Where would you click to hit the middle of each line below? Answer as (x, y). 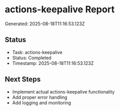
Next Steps (23, 79)
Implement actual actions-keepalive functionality (63, 91)
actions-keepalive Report (60, 10)
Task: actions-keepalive (37, 52)
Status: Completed (32, 58)
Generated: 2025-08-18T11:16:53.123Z (45, 24)
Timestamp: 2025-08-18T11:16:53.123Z (53, 63)
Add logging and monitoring (42, 103)
